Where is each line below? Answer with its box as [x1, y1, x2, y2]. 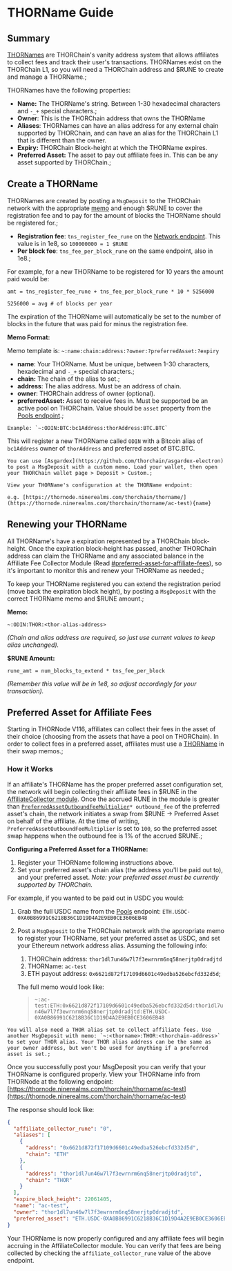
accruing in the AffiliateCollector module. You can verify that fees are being [7, 1241, 222, 1250]
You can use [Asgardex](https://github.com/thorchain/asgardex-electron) [7, 458, 224, 464]
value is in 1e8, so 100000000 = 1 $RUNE [17, 239, 128, 247]
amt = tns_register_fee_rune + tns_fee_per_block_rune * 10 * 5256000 [7, 288, 215, 295]
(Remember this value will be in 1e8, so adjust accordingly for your [7, 679, 197, 688]
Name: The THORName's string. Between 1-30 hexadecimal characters [17, 100, 221, 108]
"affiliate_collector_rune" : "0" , [13, 1125, 113, 1132]
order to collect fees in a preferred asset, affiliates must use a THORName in [7, 740, 224, 748]
